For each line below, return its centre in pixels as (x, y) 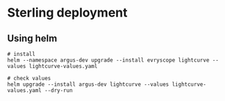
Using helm (32, 38)
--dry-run (58, 91)
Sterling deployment (67, 13)
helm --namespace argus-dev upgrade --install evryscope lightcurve (108, 60)
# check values (29, 78)
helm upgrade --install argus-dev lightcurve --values (88, 84)
